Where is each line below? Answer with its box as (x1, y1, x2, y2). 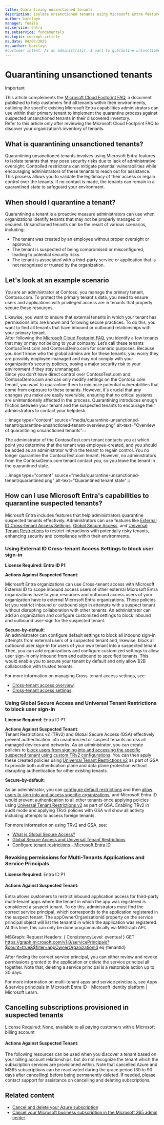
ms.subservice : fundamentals (5, 30, 64, 35)
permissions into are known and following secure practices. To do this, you (5, 319, 156, 325)
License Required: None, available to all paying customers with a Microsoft (5, 1024, 155, 1030)
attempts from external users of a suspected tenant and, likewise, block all (5, 637, 155, 643)
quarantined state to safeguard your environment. (5, 184, 105, 190)
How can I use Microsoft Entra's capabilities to (5, 492, 149, 500)
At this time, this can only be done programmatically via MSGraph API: (5, 924, 146, 930)
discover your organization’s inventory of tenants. (5, 125, 105, 132)
